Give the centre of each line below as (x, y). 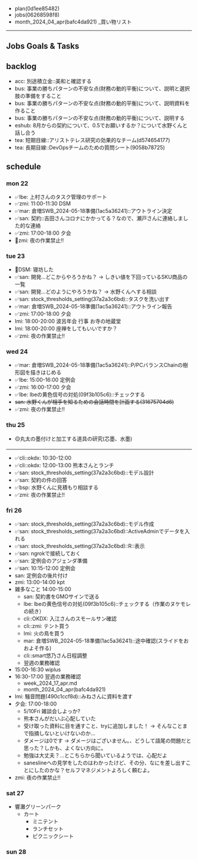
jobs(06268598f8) (37, 15)
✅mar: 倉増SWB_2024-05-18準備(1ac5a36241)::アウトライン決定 (93, 211)
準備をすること (43, 96)
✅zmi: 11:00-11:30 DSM (43, 203)
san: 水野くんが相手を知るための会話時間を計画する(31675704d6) (94, 402)
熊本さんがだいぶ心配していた (60, 718)
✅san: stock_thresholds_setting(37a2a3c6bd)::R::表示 (80, 546)
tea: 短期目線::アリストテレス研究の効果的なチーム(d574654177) (92, 140)
